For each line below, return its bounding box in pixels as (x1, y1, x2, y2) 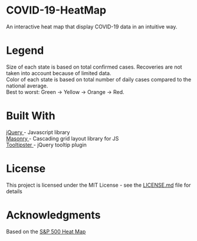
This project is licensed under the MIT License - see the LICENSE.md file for (6, 181, 191, 188)
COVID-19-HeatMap (6, 4, 107, 17)
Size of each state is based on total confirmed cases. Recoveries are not (6, 63, 182, 70)
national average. (6, 82, 48, 89)
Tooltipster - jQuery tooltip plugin (6, 141, 87, 148)
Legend (6, 44, 44, 57)
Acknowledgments (6, 208, 101, 222)
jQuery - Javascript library (6, 128, 70, 136)
